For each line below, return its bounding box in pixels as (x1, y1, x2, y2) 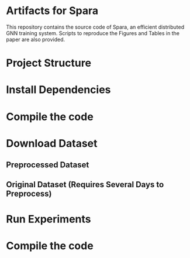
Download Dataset (6, 136, 98, 150)
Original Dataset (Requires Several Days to (6, 180, 164, 190)
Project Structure (6, 57, 92, 70)
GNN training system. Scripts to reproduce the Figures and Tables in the (6, 29, 180, 36)
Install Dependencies (6, 83, 111, 97)
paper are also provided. (6, 36, 65, 43)
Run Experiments (6, 212, 91, 226)
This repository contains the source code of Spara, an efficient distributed (6, 23, 185, 30)
